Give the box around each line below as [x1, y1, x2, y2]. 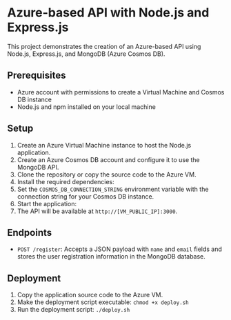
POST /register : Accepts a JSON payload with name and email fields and [17, 245, 223, 253]
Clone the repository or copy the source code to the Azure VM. [17, 170, 197, 179]
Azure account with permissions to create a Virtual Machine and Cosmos [17, 88, 225, 96]
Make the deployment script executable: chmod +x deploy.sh [17, 298, 189, 306]
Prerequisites [7, 70, 66, 81]
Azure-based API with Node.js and [7, 5, 210, 21]
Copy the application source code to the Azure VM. [17, 291, 163, 299]
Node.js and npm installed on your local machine [17, 102, 157, 111]
